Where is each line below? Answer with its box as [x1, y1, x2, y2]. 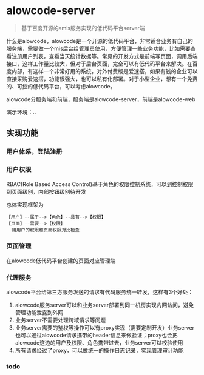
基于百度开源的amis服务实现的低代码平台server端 [21, 24, 145, 32]
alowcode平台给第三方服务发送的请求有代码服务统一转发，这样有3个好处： [6, 288, 194, 296]
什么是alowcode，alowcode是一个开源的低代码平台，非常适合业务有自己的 [6, 37, 193, 44]
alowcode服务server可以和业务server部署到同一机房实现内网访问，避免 [15, 301, 194, 309]
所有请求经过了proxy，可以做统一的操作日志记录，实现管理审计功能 [15, 347, 184, 354]
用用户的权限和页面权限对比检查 [12, 227, 80, 233]
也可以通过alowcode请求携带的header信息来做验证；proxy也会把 [15, 331, 178, 339]
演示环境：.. [6, 108, 36, 116]
